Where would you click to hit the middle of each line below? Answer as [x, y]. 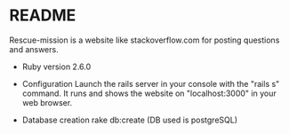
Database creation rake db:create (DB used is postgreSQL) [130, 120]
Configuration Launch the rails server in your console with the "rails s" [151, 83]
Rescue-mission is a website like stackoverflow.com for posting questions [144, 40]
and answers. [34, 49]
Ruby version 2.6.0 [56, 67]
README [43, 16]
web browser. [47, 102]
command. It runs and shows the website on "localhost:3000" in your [149, 93]
